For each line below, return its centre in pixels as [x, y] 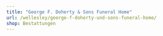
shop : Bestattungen [31, 23]
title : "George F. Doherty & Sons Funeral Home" [69, 12]
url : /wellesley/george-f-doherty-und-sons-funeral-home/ [81, 18]
